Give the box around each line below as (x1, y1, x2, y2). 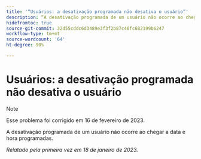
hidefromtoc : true (6, 20, 52, 26)
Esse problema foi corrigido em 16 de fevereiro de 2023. (6, 117, 145, 124)
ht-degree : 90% (6, 42, 44, 48)
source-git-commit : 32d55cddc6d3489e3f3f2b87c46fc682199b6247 (6, 25, 165, 32)
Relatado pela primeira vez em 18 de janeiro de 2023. (6, 146, 139, 153)
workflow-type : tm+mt (6, 31, 60, 37)
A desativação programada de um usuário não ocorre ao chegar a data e (6, 128, 185, 135)
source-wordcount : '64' (6, 36, 66, 42)
